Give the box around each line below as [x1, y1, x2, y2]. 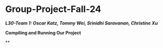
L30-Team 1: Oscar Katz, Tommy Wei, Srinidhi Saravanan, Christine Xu [5, 20, 158, 26]
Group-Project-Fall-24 [5, 3, 101, 15]
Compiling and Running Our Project [5, 29, 81, 35]
